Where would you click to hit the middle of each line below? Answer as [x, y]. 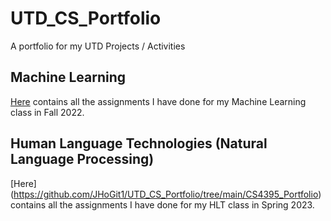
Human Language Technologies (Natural [139, 143]
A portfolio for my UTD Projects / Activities [98, 46]
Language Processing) [82, 159]
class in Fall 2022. [47, 112]
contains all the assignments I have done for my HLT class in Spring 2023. [162, 204]
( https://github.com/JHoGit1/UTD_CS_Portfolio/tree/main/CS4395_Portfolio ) [166, 194]
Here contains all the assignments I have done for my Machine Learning [158, 101]
